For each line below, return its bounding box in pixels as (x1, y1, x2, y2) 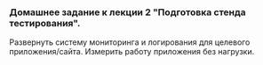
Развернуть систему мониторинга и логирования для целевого (9, 37, 251, 47)
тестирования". (9, 17, 81, 29)
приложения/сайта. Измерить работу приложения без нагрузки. (9, 47, 255, 57)
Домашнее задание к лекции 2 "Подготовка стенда (9, 6, 246, 18)
